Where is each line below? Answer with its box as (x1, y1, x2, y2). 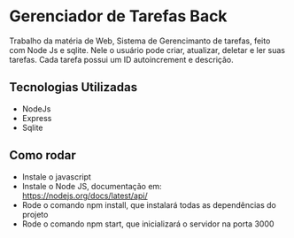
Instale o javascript (21, 171, 91, 182)
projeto (21, 209, 49, 219)
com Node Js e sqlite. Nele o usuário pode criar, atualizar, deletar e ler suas (9, 44, 286, 55)
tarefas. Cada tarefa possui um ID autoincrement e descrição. (9, 54, 234, 65)
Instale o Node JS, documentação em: (21, 180, 162, 191)
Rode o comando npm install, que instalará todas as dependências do (21, 199, 276, 210)
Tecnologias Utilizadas (9, 80, 138, 95)
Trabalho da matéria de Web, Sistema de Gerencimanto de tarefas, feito (9, 35, 271, 46)
